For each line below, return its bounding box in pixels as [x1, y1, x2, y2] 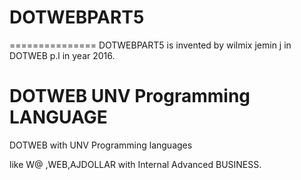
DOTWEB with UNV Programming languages [9, 139, 193, 151]
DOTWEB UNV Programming [9, 85, 251, 108]
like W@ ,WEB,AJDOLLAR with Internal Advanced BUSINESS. [9, 158, 262, 170]
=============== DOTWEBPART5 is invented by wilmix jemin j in [9, 39, 292, 51]
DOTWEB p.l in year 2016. [9, 49, 116, 61]
